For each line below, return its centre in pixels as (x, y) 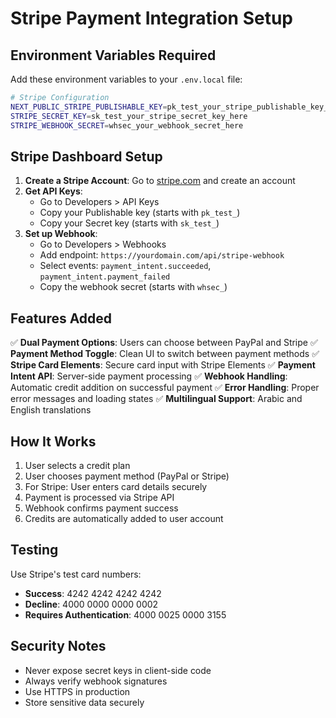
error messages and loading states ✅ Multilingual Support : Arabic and (156, 399)
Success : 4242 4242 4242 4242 (93, 593)
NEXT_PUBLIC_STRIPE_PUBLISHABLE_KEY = (89, 107)
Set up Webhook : (61, 234)
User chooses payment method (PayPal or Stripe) (127, 476)
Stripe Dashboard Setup (86, 156)
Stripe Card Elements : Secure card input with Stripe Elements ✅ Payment (163, 365)
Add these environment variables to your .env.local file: (126, 79)
